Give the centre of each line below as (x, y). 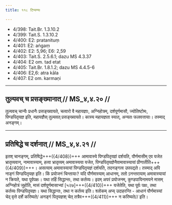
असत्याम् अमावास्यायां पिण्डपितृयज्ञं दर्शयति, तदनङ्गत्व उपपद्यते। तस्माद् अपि (99, 168)
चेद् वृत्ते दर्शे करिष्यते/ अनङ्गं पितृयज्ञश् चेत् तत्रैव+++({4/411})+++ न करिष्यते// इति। (77, 197)
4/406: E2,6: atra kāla (36, 73)
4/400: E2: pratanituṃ (36, 40)
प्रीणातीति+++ (148, 162)
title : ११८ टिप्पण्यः (23, 10)
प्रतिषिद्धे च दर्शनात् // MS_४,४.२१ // (51, 144)
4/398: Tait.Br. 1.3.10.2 (36, 29)
